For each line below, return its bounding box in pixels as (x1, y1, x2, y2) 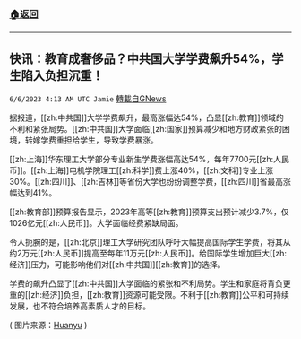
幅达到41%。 (9, 187, 57, 198)
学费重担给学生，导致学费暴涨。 (39, 135, 159, 145)
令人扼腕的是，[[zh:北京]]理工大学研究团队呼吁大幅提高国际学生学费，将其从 (9, 237, 291, 248)
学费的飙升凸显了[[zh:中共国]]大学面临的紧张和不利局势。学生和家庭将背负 (9, 278, 284, 289)
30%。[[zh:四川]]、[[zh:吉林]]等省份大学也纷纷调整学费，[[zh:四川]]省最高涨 (9, 177, 291, 187)
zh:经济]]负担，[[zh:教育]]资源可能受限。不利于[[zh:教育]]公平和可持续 (30, 290, 289, 300)
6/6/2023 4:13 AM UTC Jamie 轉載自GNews (9, 93, 167, 104)
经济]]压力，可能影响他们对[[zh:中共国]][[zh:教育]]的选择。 (9, 259, 226, 270)
